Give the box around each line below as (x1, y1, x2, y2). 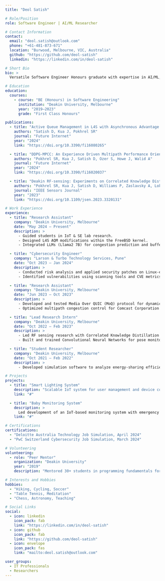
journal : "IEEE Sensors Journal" (14, 188, 82, 193)
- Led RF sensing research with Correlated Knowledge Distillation (18, 333, 160, 338)
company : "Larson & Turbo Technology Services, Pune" (14, 256, 126, 261)
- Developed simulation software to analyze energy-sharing (18, 364, 144, 370)
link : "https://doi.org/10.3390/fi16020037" (14, 170, 107, 175)
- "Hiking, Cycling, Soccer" (9, 487, 69, 492)
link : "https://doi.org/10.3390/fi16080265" (14, 143, 107, 148)
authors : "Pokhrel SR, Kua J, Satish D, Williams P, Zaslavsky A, (14, 183, 153, 188)
